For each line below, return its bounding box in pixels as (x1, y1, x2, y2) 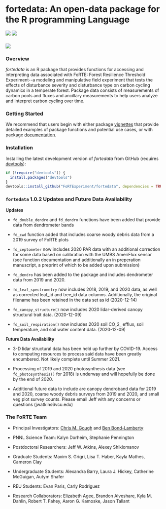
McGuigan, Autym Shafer (12, 473, 65, 479)
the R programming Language (5, 14, 130, 25)
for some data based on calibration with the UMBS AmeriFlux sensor (12, 251, 152, 257)
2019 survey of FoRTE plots (12, 236, 69, 242)
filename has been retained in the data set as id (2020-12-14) (12, 297, 137, 303)
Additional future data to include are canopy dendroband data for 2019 (12, 386, 157, 392)
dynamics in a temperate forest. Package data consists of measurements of (5, 87, 159, 93)
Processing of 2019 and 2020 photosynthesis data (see (12, 365, 126, 371)
